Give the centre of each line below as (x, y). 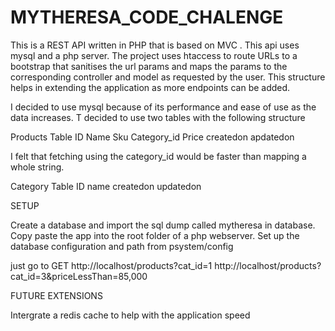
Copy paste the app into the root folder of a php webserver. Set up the (155, 235)
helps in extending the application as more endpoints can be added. (150, 87)
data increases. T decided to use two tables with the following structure (158, 117)
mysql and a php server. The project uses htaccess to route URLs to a (154, 55)
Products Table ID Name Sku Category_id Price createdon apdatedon (152, 137)
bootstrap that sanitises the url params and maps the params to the (149, 66)
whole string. (37, 167)
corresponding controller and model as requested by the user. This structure (168, 77)
